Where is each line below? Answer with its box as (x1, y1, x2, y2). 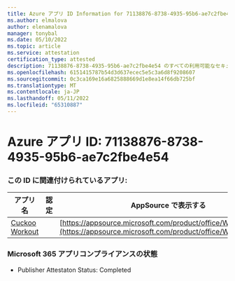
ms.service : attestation (7, 50, 80, 57)
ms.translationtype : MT (7, 82, 77, 89)
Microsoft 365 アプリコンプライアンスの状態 (7, 249, 158, 259)
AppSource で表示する (130, 200, 206, 210)
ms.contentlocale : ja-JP (7, 88, 80, 95)
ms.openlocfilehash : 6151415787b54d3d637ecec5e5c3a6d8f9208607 (7, 69, 196, 76)
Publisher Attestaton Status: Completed (17, 266, 131, 274)
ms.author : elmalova (7, 17, 68, 24)
